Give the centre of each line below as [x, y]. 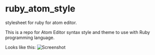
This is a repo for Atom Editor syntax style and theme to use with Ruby [77, 32]
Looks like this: [20, 47]
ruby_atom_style [40, 9]
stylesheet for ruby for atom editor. [41, 22]
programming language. [30, 37]
